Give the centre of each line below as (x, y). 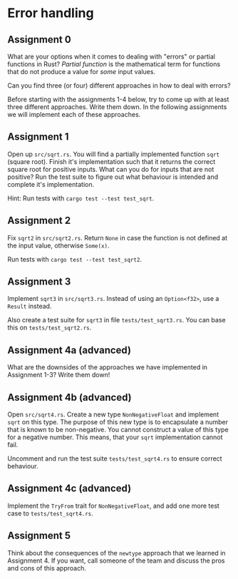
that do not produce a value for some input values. (81, 72)
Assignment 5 (39, 536)
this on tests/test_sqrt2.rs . (50, 328)
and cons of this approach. (47, 568)
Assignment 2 (39, 221)
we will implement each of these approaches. (74, 114)
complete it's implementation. (51, 184)
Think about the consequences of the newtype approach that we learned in (117, 553)
